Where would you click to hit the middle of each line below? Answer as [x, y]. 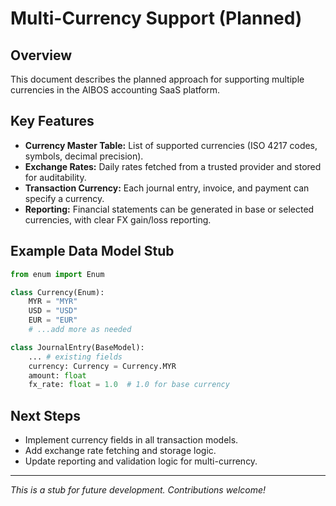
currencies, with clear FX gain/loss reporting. [118, 219]
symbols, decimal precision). [84, 156]
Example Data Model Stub [92, 251]
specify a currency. [64, 198]
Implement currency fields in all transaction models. [131, 440]
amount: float [57, 375]
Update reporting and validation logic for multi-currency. [141, 461]
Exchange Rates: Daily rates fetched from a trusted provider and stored [173, 166]
